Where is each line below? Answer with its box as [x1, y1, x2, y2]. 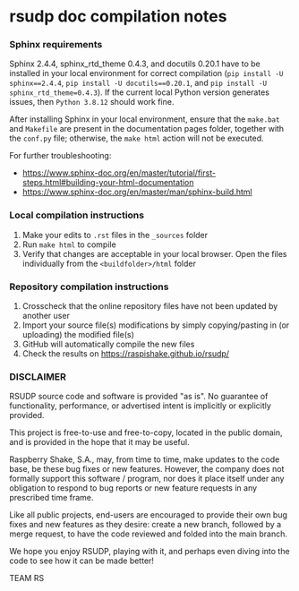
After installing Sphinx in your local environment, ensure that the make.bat [9, 114, 280, 124]
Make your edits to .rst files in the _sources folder [21, 229, 209, 240]
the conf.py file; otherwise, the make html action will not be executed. [9, 133, 264, 144]
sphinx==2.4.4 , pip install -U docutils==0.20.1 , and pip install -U [9, 78, 267, 89]
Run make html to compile [21, 239, 116, 250]
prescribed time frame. [9, 492, 94, 503]
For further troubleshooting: [9, 150, 112, 161]
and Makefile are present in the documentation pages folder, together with [9, 124, 285, 134]
